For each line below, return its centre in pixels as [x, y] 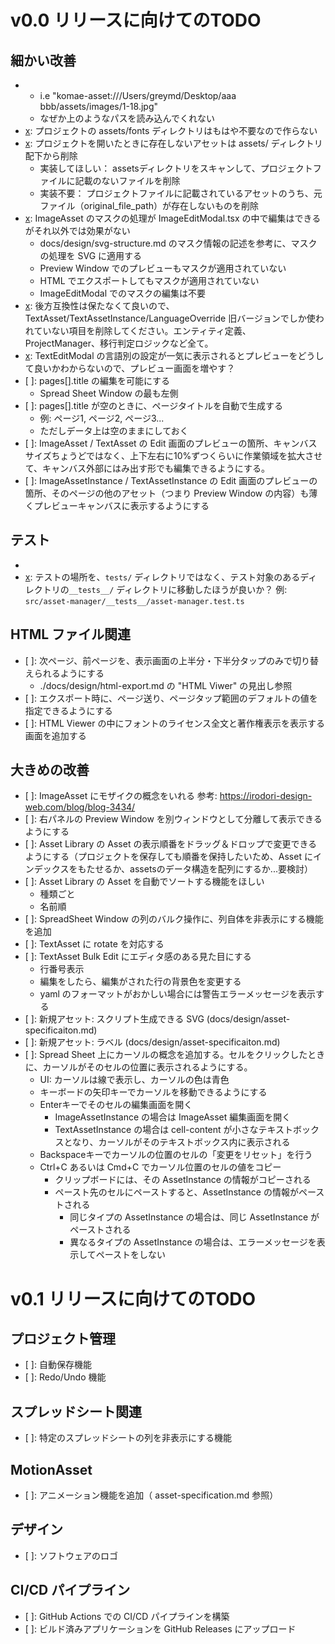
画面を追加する [55, 735]
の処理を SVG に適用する [91, 255]
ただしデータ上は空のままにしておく [114, 430]
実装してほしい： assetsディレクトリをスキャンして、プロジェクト [176, 168]
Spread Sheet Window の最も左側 [109, 393]
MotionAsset [51, 1469]
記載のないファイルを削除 [127, 180]
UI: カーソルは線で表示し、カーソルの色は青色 [134, 1080]
